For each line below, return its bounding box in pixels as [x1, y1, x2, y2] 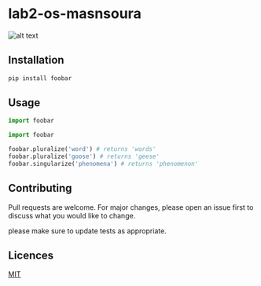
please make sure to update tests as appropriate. [8, 225, 167, 236]
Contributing [8, 181, 72, 195]
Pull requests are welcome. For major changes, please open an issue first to [8, 202, 254, 212]
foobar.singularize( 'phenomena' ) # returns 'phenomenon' [8, 159, 199, 167]
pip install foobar [8, 74, 72, 82]
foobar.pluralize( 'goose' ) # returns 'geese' [8, 152, 160, 161]
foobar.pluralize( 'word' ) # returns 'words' [8, 145, 156, 153]
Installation [8, 53, 64, 67]
